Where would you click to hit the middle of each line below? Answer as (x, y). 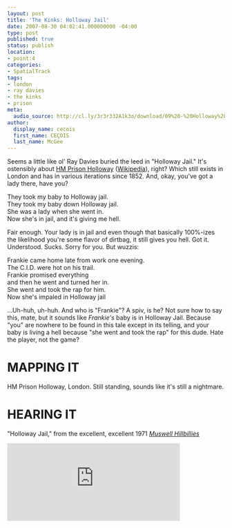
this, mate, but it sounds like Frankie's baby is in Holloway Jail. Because (109, 317)
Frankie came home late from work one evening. (76, 260)
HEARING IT (42, 414)
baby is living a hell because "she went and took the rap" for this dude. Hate (115, 333)
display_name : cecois (45, 129)
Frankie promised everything (48, 275)
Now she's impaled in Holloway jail (56, 297)
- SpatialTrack (29, 71)
